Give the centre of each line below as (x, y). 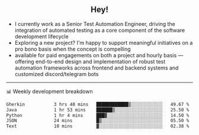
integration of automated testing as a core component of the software (100, 30)
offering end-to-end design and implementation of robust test (90, 61)
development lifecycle (42, 36)
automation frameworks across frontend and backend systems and (97, 68)
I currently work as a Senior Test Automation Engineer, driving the (95, 24)
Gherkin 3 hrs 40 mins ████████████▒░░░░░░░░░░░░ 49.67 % (98, 104)
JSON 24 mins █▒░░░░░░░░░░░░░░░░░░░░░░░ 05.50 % (98, 121)
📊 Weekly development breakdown (49, 91)
